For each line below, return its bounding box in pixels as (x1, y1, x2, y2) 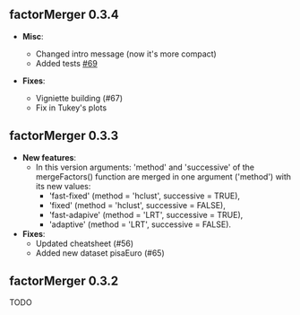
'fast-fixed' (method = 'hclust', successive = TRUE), (48, 190, 240, 201)
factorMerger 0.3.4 (9, 7, 119, 22)
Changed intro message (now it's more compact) (35, 48, 217, 59)
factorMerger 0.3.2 (9, 274, 119, 289)
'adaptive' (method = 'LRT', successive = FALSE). (48, 219, 231, 230)
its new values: (35, 180, 91, 191)
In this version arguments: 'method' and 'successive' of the (35, 162, 255, 172)
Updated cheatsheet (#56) (35, 238, 134, 249)
